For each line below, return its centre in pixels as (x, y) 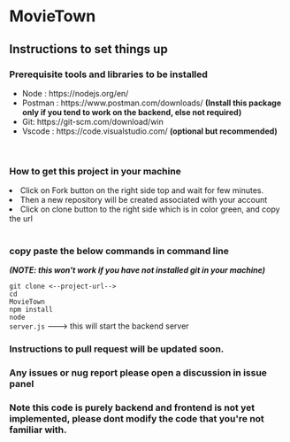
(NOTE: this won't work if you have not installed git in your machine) (137, 270)
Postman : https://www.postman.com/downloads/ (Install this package (152, 103)
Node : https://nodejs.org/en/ (75, 93)
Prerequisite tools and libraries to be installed (108, 74)
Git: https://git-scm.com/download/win (92, 121)
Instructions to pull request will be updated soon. (117, 349)
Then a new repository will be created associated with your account (144, 200)
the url (21, 219)
